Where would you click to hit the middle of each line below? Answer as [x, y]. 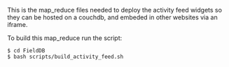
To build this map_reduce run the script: [65, 38]
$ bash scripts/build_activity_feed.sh [65, 57]
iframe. [18, 25]
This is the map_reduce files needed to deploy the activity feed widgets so [115, 10]
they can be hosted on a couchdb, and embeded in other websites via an [113, 17]
